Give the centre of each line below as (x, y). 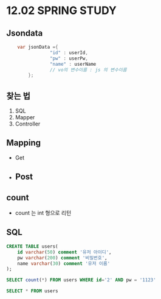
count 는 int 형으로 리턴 (43, 213)
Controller (28, 124)
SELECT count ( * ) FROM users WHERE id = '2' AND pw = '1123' (81, 280)
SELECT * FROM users (33, 291)
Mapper (25, 118)
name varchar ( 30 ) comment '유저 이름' (64, 263)
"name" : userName (73, 64)
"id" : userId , (69, 52)
